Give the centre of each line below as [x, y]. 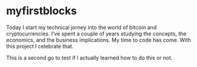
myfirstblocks [42, 11]
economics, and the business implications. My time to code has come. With [99, 40]
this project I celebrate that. [40, 46]
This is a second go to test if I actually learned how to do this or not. [89, 58]
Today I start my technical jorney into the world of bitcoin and [81, 27]
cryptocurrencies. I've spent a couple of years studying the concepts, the [96, 33]
